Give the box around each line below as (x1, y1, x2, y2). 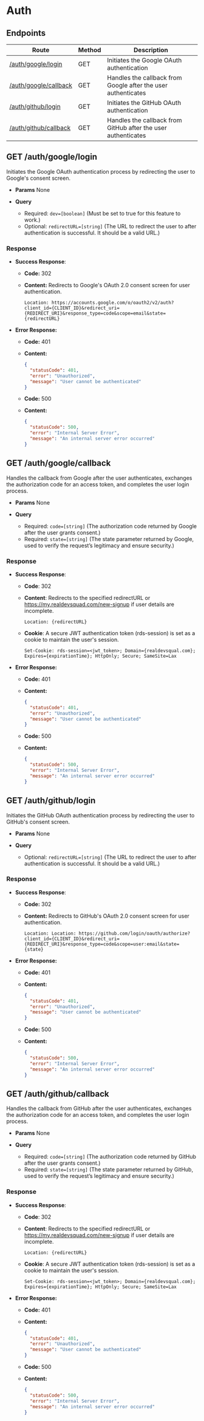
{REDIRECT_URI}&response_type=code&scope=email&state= (24, 310, 166, 316)
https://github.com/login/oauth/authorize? (78, 930, 191, 936)
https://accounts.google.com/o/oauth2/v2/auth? (51, 300, 174, 306)
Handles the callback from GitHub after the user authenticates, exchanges (6, 1105, 192, 1112)
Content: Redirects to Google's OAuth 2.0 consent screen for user (24, 282, 190, 289)
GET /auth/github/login (6, 796, 96, 806)
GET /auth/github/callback (6, 1088, 109, 1099)
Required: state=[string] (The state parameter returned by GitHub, (24, 1166, 193, 1173)
